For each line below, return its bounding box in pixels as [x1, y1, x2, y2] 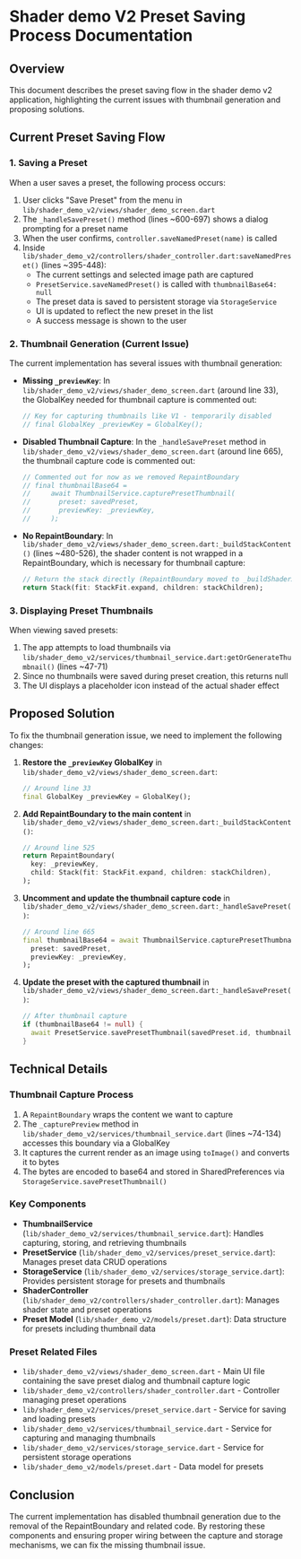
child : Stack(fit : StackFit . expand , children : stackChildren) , [30, 868, 271, 877]
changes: [9, 739, 44, 750]
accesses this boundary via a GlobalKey [21, 1137, 170, 1148]
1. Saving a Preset [9, 157, 88, 170]
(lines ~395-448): [40, 259, 107, 270]
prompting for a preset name [21, 222, 128, 234]
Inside [21, 242, 46, 253]
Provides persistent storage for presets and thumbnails [21, 1276, 226, 1286]
